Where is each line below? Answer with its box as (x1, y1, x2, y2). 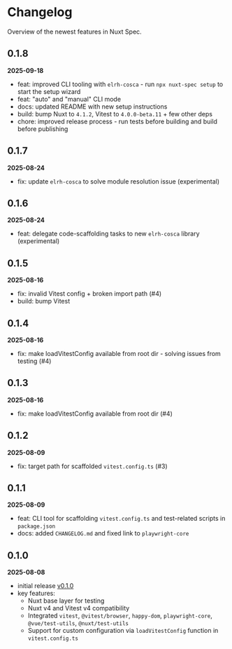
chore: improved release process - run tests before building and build (17, 117, 218, 125)
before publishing (17, 124, 68, 133)
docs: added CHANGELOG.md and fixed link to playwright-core (17, 529, 189, 538)
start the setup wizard (17, 87, 81, 95)
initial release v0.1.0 (17, 582, 74, 590)
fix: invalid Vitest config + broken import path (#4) (17, 289, 162, 298)
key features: (17, 589, 56, 598)
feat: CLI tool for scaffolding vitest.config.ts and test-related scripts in (17, 514, 226, 523)
